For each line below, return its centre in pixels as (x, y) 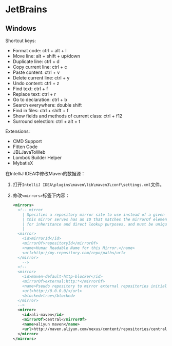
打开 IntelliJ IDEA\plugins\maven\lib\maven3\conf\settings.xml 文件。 (88, 185)
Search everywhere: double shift (47, 105)
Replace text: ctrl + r (34, 94)
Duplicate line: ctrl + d (36, 62)
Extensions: (18, 131)
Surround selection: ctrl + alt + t (46, 121)
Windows (21, 28)
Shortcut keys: (21, 40)
